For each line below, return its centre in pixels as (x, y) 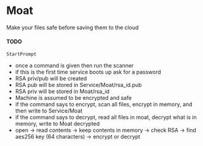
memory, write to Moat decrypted (57, 124)
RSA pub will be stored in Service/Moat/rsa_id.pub (78, 85)
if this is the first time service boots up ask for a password (88, 72)
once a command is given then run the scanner (74, 66)
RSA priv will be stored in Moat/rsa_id (62, 91)
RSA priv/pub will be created (51, 78)
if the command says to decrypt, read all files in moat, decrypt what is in (106, 117)
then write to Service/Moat (49, 111)
